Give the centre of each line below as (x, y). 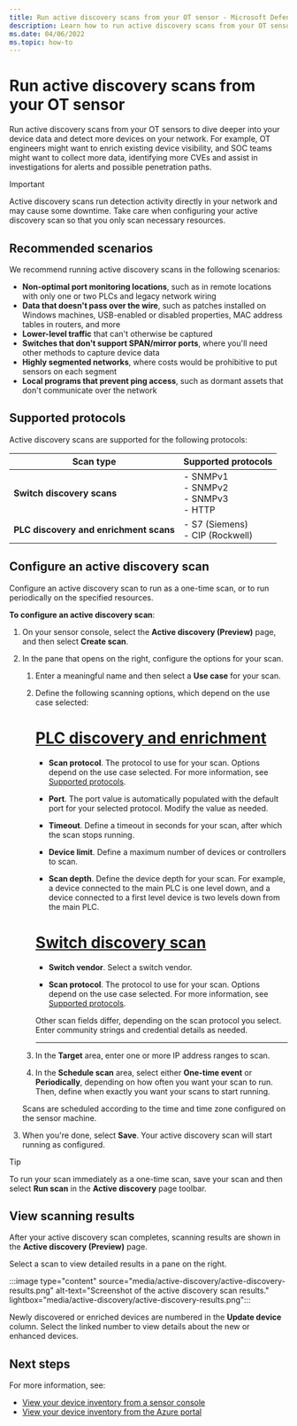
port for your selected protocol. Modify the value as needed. (158, 808)
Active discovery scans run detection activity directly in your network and (143, 201)
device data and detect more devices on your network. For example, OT (140, 139)
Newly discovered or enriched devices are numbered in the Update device (145, 1317)
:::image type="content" (53, 1281)
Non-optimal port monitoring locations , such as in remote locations (147, 286)
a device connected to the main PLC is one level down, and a (160, 888)
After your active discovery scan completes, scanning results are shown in (145, 1237)
